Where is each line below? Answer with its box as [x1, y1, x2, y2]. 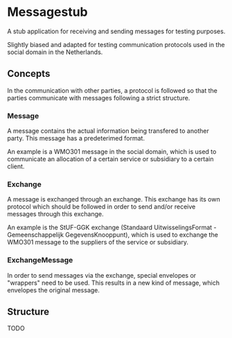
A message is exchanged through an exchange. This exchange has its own [7, 195, 220, 204]
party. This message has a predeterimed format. [7, 134, 145, 143]
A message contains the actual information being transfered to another [7, 127, 209, 135]
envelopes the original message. [7, 285, 100, 294]
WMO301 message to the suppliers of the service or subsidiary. [7, 238, 189, 247]
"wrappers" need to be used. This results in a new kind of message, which [7, 278, 220, 287]
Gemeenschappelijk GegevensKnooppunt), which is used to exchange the [7, 231, 218, 239]
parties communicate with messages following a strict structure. [7, 94, 190, 102]
